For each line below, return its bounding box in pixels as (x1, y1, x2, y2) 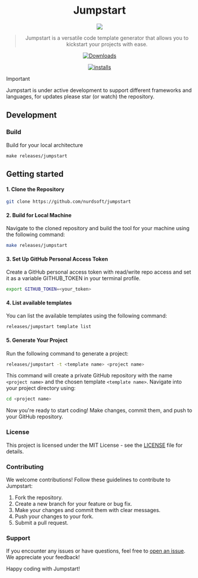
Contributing (6, 462, 44, 471)
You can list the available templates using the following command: (6, 312, 167, 319)
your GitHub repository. (6, 413, 63, 420)
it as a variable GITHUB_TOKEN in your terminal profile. (6, 275, 141, 282)
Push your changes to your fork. (14, 513, 94, 520)
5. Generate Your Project (6, 336, 68, 344)
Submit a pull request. (14, 519, 69, 526)
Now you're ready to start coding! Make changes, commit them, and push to (6, 407, 193, 414)
